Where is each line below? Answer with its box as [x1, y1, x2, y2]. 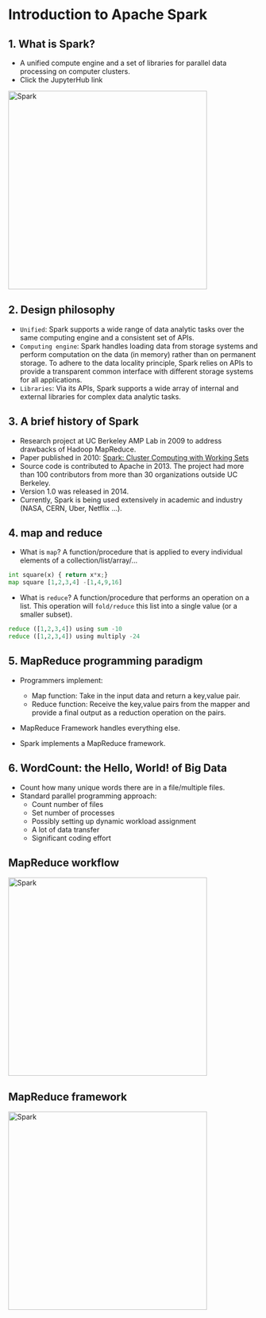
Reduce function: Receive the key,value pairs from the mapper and [31, 699, 250, 709]
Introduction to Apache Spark [8, 6, 208, 24]
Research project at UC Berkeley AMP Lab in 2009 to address [19, 436, 222, 445]
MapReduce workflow [8, 855, 120, 870]
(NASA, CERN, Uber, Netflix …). [19, 503, 123, 513]
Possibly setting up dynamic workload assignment [31, 816, 197, 826]
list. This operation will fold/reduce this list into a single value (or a [19, 601, 238, 611]
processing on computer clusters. [19, 67, 131, 76]
